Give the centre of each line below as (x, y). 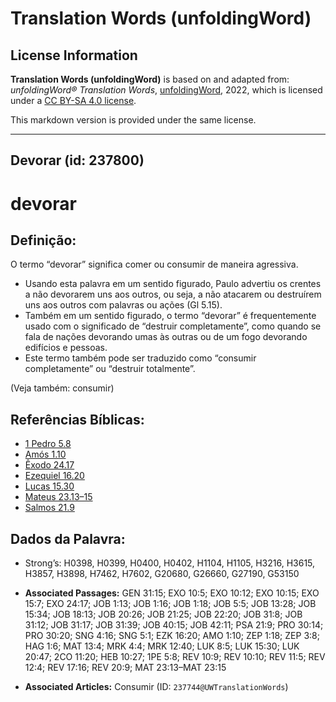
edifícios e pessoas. (66, 348)
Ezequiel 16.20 (54, 476)
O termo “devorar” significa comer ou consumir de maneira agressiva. (154, 264)
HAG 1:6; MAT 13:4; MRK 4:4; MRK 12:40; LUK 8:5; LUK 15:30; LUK (162, 646)
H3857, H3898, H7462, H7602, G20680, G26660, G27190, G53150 (162, 574)
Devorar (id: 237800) (77, 160)
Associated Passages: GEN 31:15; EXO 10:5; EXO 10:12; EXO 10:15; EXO (172, 593)
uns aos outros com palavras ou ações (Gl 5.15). (123, 305)
